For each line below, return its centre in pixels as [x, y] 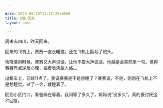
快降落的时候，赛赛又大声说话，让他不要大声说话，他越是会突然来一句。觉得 [81, 62]
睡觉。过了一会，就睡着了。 [41, 84]
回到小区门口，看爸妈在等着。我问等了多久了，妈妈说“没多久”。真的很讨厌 [79, 94]
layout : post [18, 23]
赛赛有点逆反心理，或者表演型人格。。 [42, 68]
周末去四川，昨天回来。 [28, 41]
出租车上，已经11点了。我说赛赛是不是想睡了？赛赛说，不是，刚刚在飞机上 [79, 78]
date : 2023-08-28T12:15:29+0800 [38, 14]
